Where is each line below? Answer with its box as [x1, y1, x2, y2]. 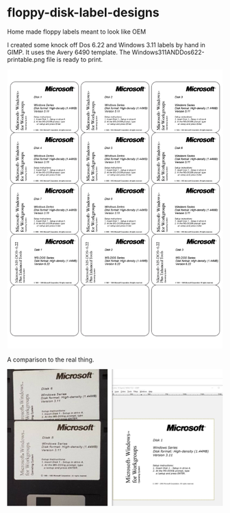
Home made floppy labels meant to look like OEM [7, 27, 146, 36]
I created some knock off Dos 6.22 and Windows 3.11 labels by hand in [7, 40, 205, 49]
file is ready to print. [46, 55, 103, 63]
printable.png [7, 55, 45, 63]
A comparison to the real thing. [7, 355, 94, 364]
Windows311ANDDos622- [131, 48, 205, 56]
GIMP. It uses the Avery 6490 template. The [7, 48, 131, 56]
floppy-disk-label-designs [7, 5, 159, 21]
